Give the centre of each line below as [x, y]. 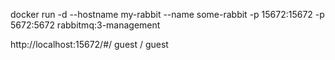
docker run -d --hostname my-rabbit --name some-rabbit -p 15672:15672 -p [167, 14]
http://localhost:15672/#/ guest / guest [89, 44]
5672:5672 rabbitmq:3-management [85, 25]
